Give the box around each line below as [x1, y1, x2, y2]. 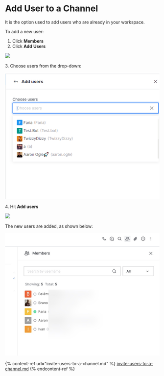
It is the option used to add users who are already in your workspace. [5, 19, 145, 25]
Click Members [12, 38, 44, 44]
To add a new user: [5, 28, 44, 34]
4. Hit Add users [5, 204, 39, 210]
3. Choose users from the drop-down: [5, 63, 82, 69]
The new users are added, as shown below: [5, 223, 93, 229]
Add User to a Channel [5, 3, 98, 14]
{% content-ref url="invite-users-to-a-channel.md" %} [5, 360, 116, 366]
